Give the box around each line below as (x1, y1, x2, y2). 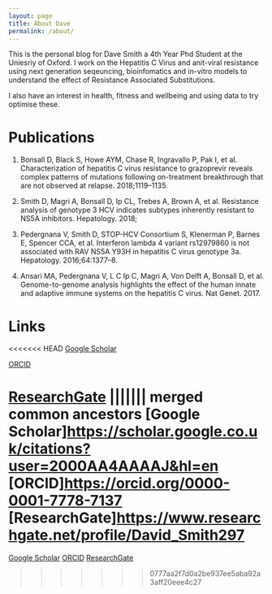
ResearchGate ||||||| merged (8, 388, 204, 406)
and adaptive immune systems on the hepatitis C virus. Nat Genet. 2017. (19, 288, 261, 298)
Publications (8, 128, 95, 146)
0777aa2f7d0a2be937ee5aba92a (149, 569, 261, 579)
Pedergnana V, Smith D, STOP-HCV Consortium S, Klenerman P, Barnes (19, 229, 261, 240)
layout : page (8, 11, 53, 20)
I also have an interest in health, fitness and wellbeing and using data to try (8, 91, 259, 101)
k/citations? (8, 440, 91, 458)
